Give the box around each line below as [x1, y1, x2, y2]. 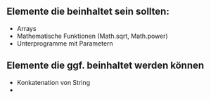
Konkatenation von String [16, 78, 91, 86]
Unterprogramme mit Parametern [16, 39, 113, 48]
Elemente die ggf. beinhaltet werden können [6, 60, 205, 72]
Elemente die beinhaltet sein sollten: [6, 6, 170, 18]
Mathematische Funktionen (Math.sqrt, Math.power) [16, 32, 168, 40]
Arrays [16, 24, 37, 32]
